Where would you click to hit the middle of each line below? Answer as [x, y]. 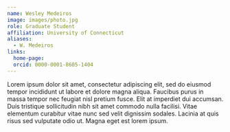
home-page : [29, 58]
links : [16, 52]
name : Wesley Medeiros [39, 13]
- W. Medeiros [33, 45]
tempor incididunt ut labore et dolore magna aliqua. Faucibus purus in [105, 91]
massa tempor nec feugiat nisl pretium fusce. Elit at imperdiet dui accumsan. [115, 99]
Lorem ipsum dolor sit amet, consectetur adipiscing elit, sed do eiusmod [109, 84]
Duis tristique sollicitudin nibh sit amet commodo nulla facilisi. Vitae [102, 106]
